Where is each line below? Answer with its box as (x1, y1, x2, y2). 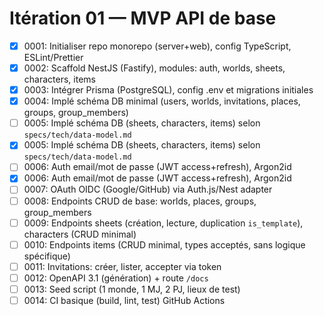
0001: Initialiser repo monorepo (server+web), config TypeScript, (23, 40, 292, 52)
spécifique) (23, 250, 71, 262)
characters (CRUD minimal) (23, 228, 137, 240)
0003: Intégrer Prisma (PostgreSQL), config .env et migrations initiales (23, 84, 314, 96)
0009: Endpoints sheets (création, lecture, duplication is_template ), (23, 217, 304, 229)
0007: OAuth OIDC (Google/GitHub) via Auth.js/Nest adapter (23, 183, 273, 196)
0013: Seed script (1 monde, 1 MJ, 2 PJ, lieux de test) (23, 283, 241, 295)
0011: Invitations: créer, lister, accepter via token (23, 260, 222, 272)
